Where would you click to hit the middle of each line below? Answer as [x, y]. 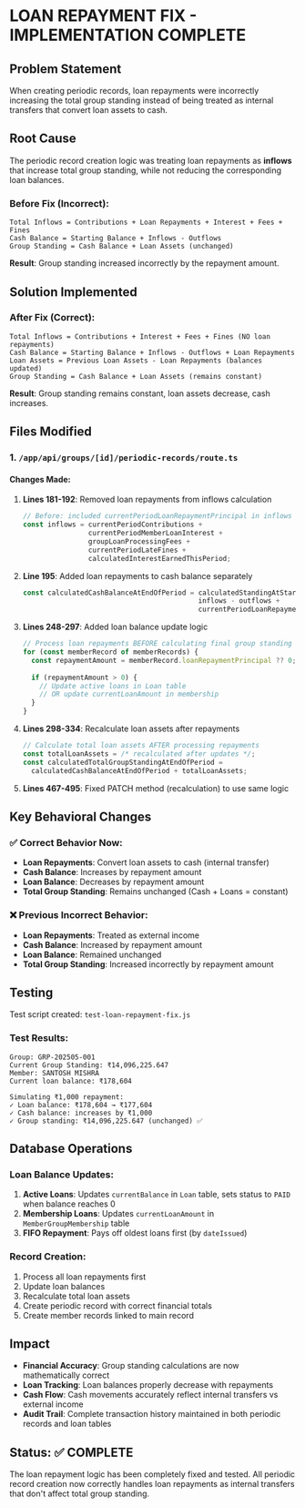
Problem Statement [66, 69]
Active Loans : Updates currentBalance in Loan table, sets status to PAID [157, 1195]
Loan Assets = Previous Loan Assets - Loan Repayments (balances [136, 361]
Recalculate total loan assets [76, 1296]
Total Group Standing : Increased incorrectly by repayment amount [148, 964]
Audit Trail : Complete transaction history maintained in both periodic [152, 1414]
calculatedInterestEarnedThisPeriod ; [159, 558]
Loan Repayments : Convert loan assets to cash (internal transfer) [146, 862]
